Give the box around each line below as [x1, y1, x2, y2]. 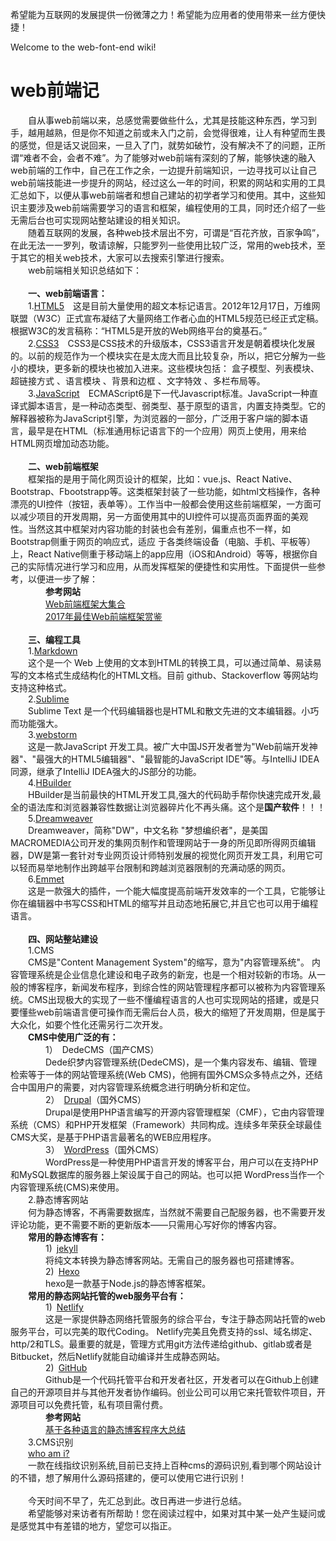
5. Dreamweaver [28, 812, 93, 824]
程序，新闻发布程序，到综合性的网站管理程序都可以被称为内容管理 [44, 981, 317, 993]
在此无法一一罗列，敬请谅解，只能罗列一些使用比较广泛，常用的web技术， [10, 239, 317, 251]
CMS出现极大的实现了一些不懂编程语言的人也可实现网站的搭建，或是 [27, 993, 311, 1005]
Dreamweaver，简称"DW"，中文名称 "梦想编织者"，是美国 [28, 824, 268, 836]
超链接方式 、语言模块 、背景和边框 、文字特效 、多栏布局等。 [10, 374, 266, 387]
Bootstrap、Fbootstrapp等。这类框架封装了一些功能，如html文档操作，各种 [10, 485, 320, 497]
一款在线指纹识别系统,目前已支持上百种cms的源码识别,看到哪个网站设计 [28, 1459, 322, 1471]
